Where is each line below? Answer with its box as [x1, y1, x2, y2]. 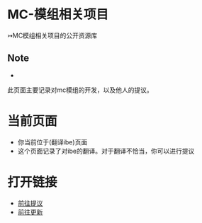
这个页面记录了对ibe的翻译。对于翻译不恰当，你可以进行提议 [17, 147, 195, 155]
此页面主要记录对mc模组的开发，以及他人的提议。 [7, 86, 154, 94]
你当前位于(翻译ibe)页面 [17, 137, 88, 146]
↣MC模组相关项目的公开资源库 [7, 31, 98, 40]
